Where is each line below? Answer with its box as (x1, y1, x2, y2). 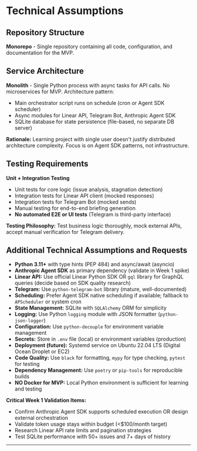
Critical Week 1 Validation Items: (6, 397, 87, 404)
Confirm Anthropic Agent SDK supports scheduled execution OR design (14, 408, 189, 415)
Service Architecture (6, 66, 84, 76)
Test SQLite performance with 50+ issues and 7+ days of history (14, 433, 171, 440)
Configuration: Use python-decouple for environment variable (14, 323, 164, 330)
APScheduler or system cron (14, 298, 82, 306)
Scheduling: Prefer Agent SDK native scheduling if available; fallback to (14, 292, 189, 299)
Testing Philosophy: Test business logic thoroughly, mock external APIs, (6, 222, 182, 229)
